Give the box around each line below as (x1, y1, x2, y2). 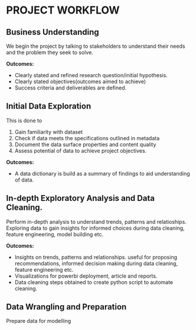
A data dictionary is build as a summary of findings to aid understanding (14, 170, 190, 177)
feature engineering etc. (14, 266, 74, 273)
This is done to (6, 117, 43, 124)
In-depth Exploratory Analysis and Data (6, 193, 155, 203)
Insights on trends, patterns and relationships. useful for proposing (14, 253, 177, 260)
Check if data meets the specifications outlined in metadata (14, 134, 160, 141)
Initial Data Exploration (6, 101, 92, 111)
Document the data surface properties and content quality (14, 141, 156, 148)
